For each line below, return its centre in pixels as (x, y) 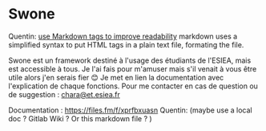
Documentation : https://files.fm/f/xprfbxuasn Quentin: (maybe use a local (130, 110)
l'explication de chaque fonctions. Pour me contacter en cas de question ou (133, 86)
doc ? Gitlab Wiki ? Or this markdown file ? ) (80, 118)
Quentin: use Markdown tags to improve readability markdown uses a (123, 36)
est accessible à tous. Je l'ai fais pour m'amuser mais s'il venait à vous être (133, 68)
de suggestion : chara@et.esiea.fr (64, 94)
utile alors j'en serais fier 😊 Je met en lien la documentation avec (116, 77)
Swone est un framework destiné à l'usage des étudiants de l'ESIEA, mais (130, 60)
